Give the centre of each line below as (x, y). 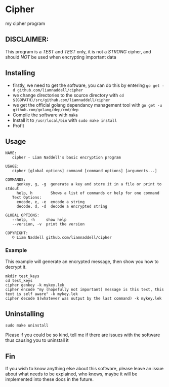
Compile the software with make (45, 115)
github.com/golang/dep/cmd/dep (46, 110)
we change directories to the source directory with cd (68, 95)
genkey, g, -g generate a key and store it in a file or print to (89, 184)
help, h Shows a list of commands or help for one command (88, 193)
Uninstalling (25, 314)
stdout (12, 189)
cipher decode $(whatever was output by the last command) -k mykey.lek (83, 298)
